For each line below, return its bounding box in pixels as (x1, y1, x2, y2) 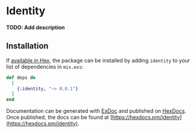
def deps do (6, 74, 36, 81)
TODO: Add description (6, 24, 65, 31)
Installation (6, 41, 49, 51)
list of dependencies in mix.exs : (6, 63, 84, 70)
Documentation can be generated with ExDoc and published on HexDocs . (6, 107, 186, 115)
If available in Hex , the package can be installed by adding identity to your (6, 56, 190, 64)
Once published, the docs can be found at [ (6, 114, 113, 121)
